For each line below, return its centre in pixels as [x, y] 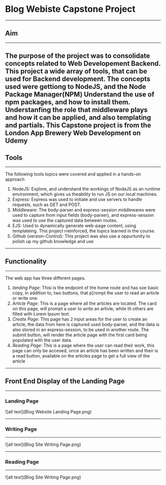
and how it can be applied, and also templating [78, 118]
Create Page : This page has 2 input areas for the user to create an [80, 319]
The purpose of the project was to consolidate [78, 56]
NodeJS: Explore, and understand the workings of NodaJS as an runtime [86, 189]
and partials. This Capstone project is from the [78, 125]
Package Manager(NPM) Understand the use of [80, 95]
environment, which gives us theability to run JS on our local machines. [85, 194]
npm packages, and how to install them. [68, 102]
